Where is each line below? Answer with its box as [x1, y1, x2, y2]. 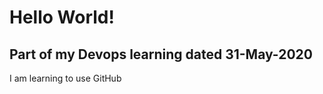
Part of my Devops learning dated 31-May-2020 [9, 46, 313, 63]
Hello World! [9, 6, 115, 29]
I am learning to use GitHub [9, 72, 122, 84]
